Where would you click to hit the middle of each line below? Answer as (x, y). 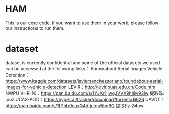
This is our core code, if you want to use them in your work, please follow (82, 23)
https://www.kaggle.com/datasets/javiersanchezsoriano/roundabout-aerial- (84, 81)
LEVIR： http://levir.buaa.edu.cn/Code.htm (112, 87)
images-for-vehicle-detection (36, 87)
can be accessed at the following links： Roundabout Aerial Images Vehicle (84, 68)
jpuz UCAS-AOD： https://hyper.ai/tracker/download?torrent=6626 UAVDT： (85, 99)
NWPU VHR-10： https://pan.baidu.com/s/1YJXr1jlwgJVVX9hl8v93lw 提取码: (85, 93)
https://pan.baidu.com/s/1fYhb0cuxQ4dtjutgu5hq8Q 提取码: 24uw (74, 106)
